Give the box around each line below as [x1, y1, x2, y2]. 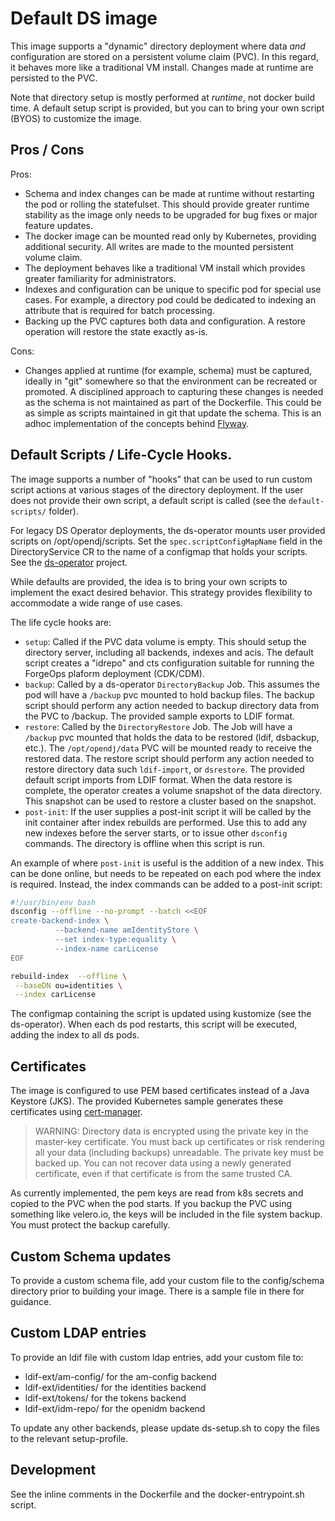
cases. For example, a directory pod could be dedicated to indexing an [24, 293, 317, 306]
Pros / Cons [10, 142, 85, 159]
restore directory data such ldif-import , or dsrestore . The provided [24, 763, 305, 775]
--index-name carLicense [54, 943, 159, 954]
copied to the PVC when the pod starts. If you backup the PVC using [10, 1198, 293, 1210]
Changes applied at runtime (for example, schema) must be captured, [24, 364, 313, 376]
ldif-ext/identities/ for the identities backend [24, 1381, 207, 1393]
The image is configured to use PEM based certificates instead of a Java [10, 1085, 310, 1097]
